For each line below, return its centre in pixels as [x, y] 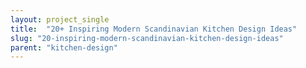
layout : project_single [60, 19]
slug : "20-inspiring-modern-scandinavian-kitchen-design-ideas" [147, 38]
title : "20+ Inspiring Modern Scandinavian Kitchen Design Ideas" [154, 29]
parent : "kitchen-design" [64, 47]
